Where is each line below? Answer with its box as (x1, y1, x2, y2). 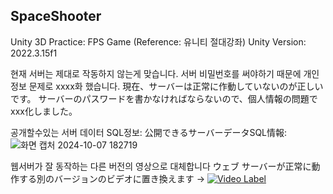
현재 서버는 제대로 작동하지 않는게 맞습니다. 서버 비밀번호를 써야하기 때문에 (10, 67, 302, 79)
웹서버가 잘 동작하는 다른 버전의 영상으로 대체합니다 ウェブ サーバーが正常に (10, 160, 312, 172)
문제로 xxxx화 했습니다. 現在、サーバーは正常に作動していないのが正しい (28, 80, 324, 92)
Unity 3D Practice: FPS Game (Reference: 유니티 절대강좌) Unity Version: (10, 35, 307, 48)
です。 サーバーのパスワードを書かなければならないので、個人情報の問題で (10, 92, 318, 104)
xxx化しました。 (10, 105, 78, 117)
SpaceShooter (10, 8, 102, 25)
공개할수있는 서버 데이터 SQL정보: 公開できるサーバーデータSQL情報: (10, 126, 288, 138)
